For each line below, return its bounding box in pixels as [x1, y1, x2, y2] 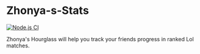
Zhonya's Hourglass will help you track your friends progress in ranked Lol [6, 35, 194, 42]
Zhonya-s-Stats [6, 4, 89, 18]
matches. [6, 42, 30, 49]
